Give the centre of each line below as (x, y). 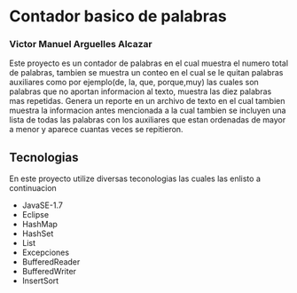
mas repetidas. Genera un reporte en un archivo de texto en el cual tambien (147, 101)
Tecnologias (44, 157)
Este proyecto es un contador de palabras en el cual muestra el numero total (149, 63)
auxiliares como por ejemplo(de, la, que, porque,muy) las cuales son (134, 83)
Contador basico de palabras (118, 16)
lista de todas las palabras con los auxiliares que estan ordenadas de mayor (148, 120)
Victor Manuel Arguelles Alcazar (81, 44)
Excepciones (45, 253)
